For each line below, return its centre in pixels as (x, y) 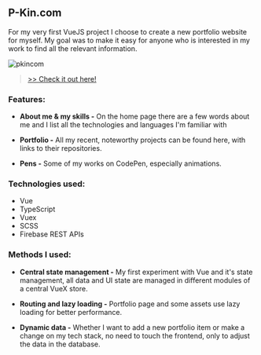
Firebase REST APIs (51, 234)
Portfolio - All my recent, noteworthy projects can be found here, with (132, 140)
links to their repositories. (61, 148)
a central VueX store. (53, 288)
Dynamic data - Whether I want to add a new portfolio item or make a (132, 327)
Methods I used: (40, 254)
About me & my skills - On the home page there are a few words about (134, 116)
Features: (27, 99)
